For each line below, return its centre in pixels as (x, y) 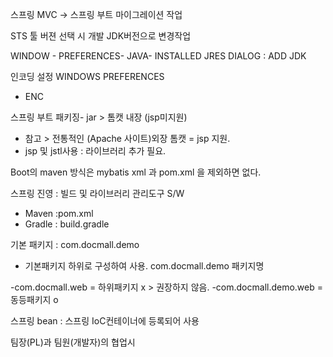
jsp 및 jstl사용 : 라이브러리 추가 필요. (95, 151)
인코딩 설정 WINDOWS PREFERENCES (87, 76)
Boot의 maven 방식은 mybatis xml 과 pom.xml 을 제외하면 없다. (136, 172)
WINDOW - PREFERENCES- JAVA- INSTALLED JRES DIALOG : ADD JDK (158, 56)
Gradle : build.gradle (67, 224)
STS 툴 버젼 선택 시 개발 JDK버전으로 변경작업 (101, 36)
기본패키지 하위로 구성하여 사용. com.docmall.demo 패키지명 (144, 266)
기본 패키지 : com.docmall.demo (75, 244)
